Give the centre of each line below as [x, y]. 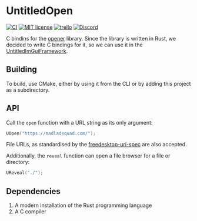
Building [21, 70]
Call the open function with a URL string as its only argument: [79, 122]
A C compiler [30, 212]
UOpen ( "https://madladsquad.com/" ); [51, 133]
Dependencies [33, 191]
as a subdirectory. [28, 90]
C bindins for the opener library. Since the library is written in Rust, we [91, 38]
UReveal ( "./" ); [25, 173]
